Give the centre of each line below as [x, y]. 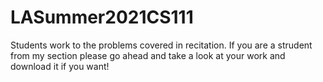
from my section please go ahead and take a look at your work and [148, 55]
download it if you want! [60, 66]
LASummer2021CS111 [102, 17]
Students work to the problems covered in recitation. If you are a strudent [161, 45]
